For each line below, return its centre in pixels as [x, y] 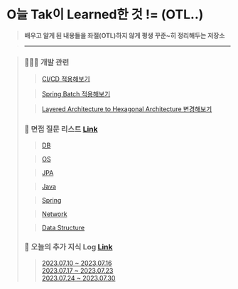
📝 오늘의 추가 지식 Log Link [68, 247]
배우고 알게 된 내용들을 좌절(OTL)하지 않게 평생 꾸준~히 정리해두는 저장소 [124, 35]
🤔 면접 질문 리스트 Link [61, 130]
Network [54, 214]
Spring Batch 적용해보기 [76, 94]
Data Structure [63, 227]
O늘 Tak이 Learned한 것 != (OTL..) [105, 15]
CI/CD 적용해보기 [66, 79]
